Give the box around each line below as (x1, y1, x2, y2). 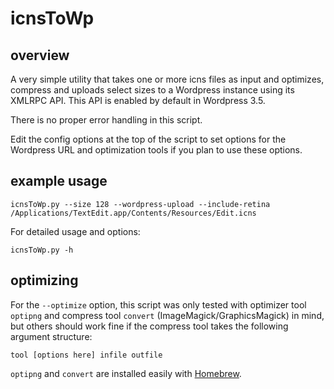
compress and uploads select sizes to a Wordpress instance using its (10, 84, 295, 96)
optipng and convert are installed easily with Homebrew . (10, 367, 242, 379)
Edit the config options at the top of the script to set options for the (10, 133, 287, 145)
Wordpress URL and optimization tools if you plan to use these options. (10, 144, 303, 156)
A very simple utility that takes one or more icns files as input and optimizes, (10, 73, 325, 85)
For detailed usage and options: (10, 225, 141, 237)
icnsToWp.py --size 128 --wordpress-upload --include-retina (10, 199, 271, 209)
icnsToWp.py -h (10, 245, 74, 255)
